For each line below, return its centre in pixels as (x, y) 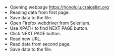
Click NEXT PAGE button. (35, 33)
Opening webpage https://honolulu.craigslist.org (59, 7)
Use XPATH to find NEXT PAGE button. (49, 28)
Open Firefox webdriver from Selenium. (50, 23)
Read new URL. (26, 39)
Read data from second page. (40, 44)
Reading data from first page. (40, 12)
